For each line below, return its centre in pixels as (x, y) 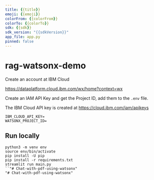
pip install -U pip (25, 156)
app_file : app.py (23, 37)
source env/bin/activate (30, 151)
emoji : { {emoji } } (23, 14)
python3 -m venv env (26, 147)
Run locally (22, 136)
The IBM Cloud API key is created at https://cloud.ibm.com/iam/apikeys (77, 108)
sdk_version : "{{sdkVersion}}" (37, 32)
